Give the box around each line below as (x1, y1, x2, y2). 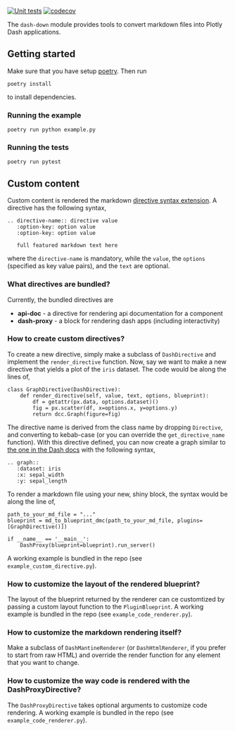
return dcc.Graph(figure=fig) (32, 410, 121, 418)
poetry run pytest (7, 158, 61, 165)
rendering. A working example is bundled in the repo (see (7, 708, 174, 717)
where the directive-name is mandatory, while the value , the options (7, 254, 205, 263)
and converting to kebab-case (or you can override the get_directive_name (7, 430, 225, 439)
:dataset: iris (16, 465, 61, 472)
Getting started (7, 48, 76, 60)
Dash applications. (7, 28, 61, 36)
